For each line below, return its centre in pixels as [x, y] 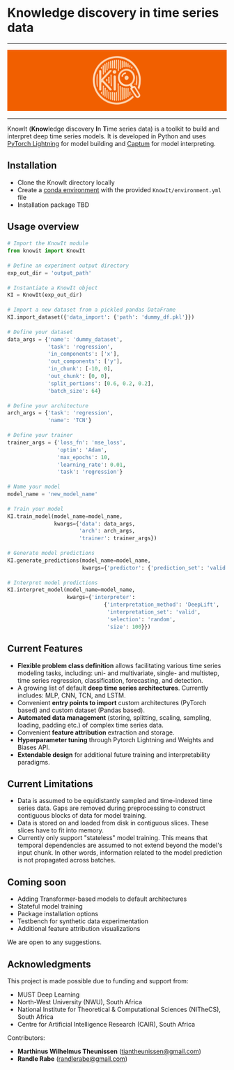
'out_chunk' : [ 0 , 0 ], [79, 376]
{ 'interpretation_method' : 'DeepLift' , [161, 605]
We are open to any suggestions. [55, 942]
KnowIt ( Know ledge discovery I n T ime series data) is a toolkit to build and [113, 129]
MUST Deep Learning [48, 995]
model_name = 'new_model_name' [53, 494]
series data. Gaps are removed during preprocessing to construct [111, 808]
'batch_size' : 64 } [74, 391]
